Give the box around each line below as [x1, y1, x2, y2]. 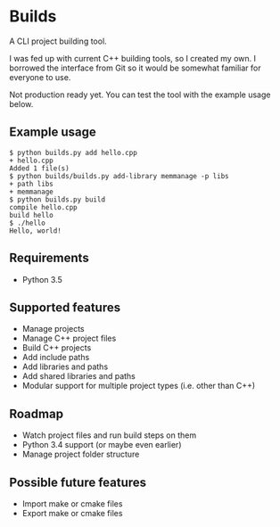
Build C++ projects [21, 342, 92, 353]
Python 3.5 [21, 274, 62, 284]
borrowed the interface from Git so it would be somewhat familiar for [9, 62, 261, 73]
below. [9, 98, 34, 109]
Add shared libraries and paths [21, 371, 136, 382]
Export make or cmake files [21, 508, 123, 518]
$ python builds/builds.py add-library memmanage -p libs [9, 171, 229, 180]
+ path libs [9, 179, 54, 188]
